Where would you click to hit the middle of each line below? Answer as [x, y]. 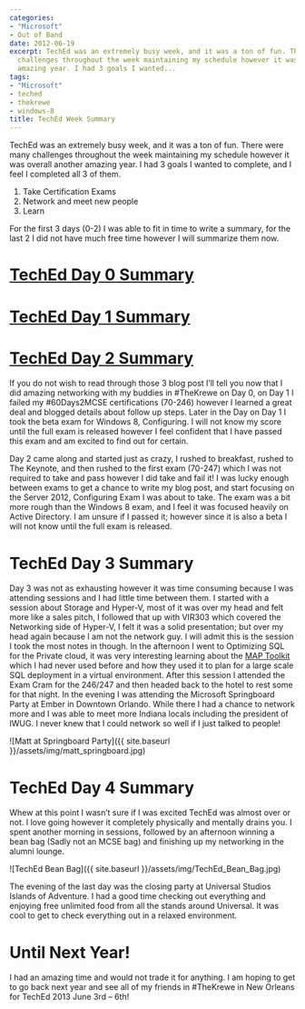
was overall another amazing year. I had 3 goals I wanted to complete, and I [151, 165]
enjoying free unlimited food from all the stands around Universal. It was [144, 906]
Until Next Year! [70, 952]
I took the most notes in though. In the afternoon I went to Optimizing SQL [147, 646]
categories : [32, 18]
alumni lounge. [37, 852]
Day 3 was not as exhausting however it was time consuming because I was [152, 588]
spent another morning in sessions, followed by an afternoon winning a [142, 832]
